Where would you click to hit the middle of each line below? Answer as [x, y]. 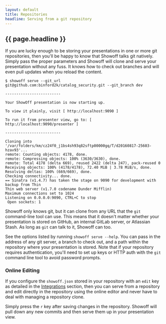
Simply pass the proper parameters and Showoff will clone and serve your [81, 61]
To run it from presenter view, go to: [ [49, 120]
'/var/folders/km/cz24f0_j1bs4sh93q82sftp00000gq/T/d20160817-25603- [79, 146]
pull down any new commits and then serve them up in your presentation [80, 312]
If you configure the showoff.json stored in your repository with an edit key [82, 281]
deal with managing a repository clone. [45, 297]
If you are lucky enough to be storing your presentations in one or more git [81, 51]
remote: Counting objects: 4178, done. [46, 155]
